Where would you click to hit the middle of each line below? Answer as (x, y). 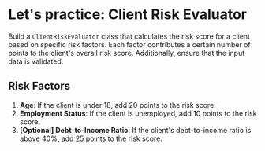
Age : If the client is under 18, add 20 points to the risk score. (118, 105)
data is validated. (36, 61)
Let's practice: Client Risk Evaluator (127, 15)
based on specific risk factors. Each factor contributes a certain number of (129, 44)
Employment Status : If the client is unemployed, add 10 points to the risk (138, 113)
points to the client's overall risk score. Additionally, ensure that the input (127, 53)
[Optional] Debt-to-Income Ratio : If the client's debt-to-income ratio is (135, 130)
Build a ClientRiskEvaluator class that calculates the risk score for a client (129, 36)
